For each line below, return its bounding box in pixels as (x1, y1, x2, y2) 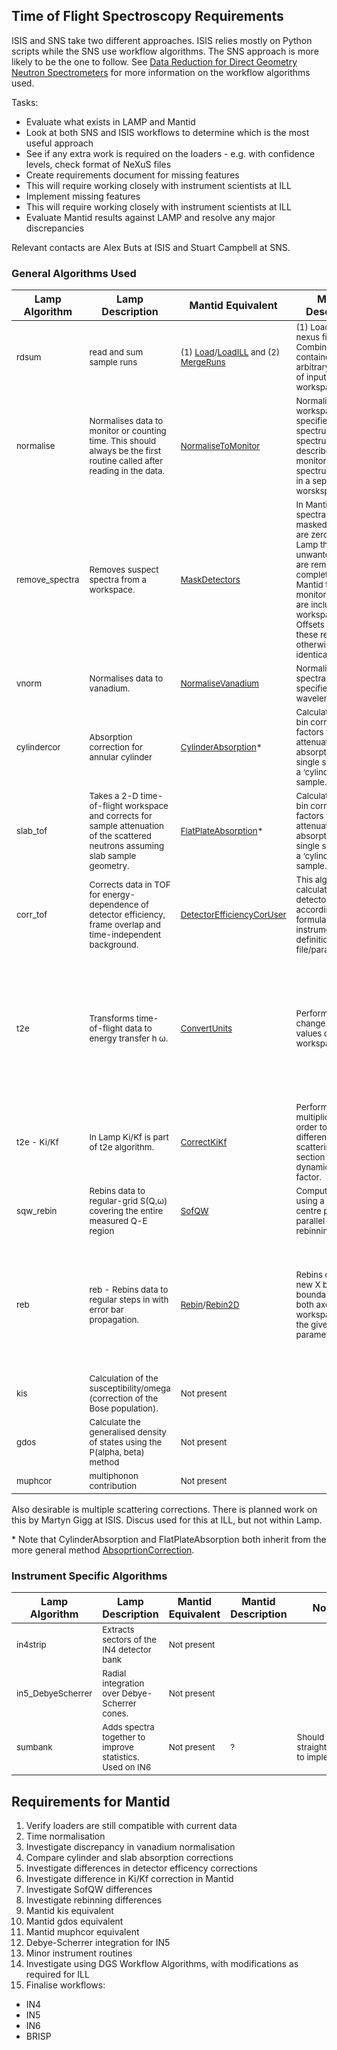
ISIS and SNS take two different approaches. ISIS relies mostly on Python (11, 34, 313, 46)
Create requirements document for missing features (25, 169, 240, 181)
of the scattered (89, 830, 152, 842)
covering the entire (89, 1205, 164, 1217)
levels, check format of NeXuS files (25, 158, 172, 170)
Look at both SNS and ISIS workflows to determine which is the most (25, 126, 310, 138)
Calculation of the (89, 1373, 159, 1384)
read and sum (89, 347, 144, 358)
